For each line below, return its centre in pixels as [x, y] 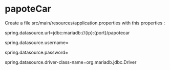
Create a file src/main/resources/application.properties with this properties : [85, 23]
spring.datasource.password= [37, 52]
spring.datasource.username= [37, 42]
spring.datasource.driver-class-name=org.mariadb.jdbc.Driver [71, 62]
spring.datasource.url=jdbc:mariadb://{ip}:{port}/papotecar [67, 32]
